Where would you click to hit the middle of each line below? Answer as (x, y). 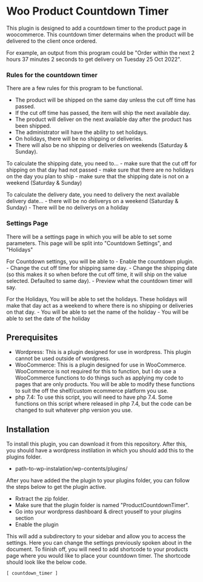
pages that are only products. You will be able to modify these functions (105, 384)
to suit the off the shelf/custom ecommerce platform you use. (92, 391)
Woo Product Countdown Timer (88, 11)
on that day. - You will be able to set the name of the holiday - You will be (98, 312)
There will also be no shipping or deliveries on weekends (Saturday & (101, 145)
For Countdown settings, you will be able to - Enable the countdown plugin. (100, 261)
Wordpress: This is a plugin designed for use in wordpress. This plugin (103, 352)
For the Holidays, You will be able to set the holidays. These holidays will (97, 299)
